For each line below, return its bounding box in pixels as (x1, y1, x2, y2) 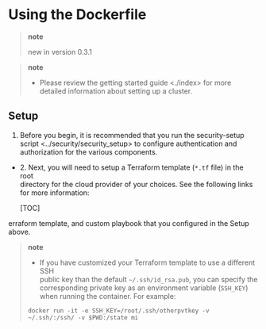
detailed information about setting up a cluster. (39, 86, 193, 96)
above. (8, 227, 31, 236)
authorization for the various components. (19, 147, 158, 156)
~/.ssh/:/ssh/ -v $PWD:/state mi (27, 313, 139, 322)
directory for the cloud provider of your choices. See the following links (19, 179, 253, 189)
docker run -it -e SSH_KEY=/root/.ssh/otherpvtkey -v (27, 307, 210, 315)
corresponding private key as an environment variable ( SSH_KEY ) (39, 283, 249, 293)
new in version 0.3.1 (27, 47, 93, 56)
